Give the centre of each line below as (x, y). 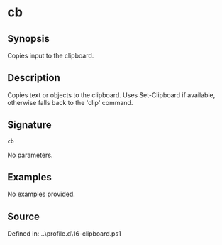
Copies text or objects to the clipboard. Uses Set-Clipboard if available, (111, 95)
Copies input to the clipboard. (51, 55)
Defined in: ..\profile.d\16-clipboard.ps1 (65, 234)
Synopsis (28, 39)
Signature (29, 125)
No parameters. (30, 155)
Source (24, 216)
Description (34, 78)
